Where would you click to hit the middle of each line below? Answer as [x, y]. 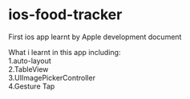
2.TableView [28, 69]
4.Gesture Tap [32, 86]
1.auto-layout [30, 61]
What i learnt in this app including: [65, 52]
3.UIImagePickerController [52, 77]
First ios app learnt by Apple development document [95, 37]
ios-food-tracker [65, 15]
